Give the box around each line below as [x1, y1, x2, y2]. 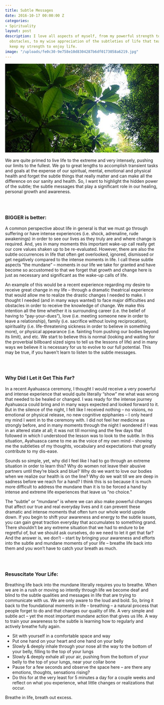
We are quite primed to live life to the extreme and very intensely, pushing [5, 157, 154, 164]
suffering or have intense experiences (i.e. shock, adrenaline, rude [5, 230, 139, 236]
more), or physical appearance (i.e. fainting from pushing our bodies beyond [5, 328, 159, 334]
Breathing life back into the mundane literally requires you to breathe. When [5, 582, 157, 587]
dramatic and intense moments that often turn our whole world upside [5, 509, 146, 514]
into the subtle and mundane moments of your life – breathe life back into [5, 540, 152, 546]
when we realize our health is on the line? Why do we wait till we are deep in [5, 473, 159, 479]
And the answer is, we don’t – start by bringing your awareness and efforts [5, 535, 155, 541]
